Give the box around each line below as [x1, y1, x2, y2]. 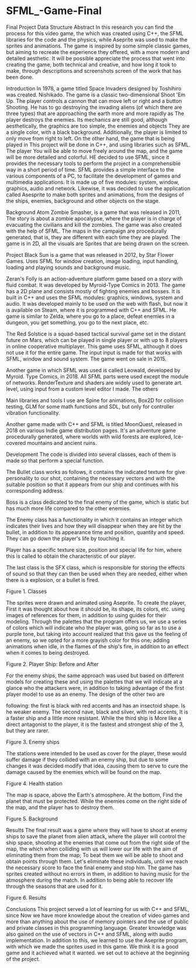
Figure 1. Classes [6, 588, 47, 595]
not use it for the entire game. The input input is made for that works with [6, 349, 183, 356]
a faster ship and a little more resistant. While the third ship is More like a [6, 714, 181, 721]
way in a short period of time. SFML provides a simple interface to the [6, 166, 174, 173]
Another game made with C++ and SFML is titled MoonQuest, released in [6, 420, 183, 427]
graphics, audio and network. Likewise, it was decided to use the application [6, 185, 191, 192]
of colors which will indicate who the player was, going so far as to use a [6, 624, 181, 631]
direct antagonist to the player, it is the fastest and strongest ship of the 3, [6, 721, 184, 728]
